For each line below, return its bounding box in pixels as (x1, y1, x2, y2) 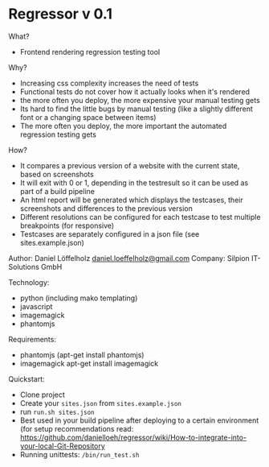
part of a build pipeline (19, 186, 95, 196)
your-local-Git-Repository (19, 440, 106, 451)
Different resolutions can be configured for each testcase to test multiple (19, 212, 261, 221)
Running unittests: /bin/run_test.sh (19, 449, 140, 459)
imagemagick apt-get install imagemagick (19, 358, 159, 368)
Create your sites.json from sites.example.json (19, 398, 182, 407)
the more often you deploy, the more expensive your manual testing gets (19, 95, 261, 105)
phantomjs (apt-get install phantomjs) (19, 349, 145, 359)
